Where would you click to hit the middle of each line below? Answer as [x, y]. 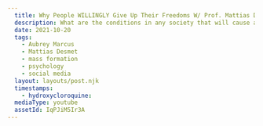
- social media [46, 74]
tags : [24, 37]
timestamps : [34, 88]
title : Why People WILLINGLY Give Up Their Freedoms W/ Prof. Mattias [132, 15]
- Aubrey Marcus [48, 45]
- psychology [43, 67]
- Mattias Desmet [50, 52]
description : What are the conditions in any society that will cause [132, 23]
